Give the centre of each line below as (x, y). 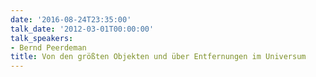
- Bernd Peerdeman (48, 47)
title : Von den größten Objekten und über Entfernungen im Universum (158, 57)
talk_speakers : (42, 38)
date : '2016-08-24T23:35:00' (71, 19)
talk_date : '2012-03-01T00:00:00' (82, 29)
